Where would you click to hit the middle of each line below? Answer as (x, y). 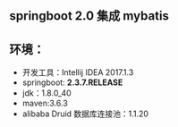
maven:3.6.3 (45, 103)
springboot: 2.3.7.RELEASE (72, 82)
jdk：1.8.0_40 (47, 93)
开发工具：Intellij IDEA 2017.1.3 (78, 72)
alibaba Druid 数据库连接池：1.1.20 (85, 114)
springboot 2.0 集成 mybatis (89, 16)
